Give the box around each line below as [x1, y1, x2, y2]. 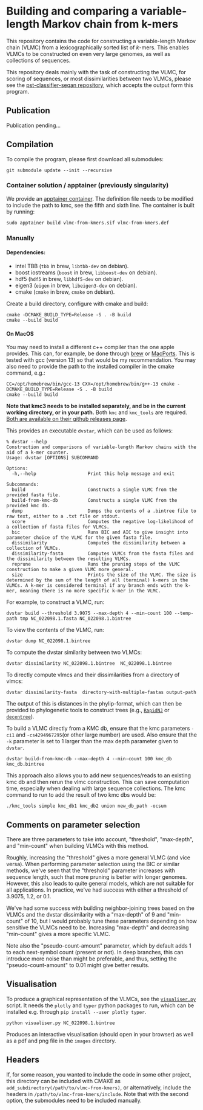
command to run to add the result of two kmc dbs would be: [6, 791, 156, 799]
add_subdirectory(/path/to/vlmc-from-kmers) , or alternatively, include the [6, 1084, 191, 1091]
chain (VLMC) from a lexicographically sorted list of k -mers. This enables [6, 44, 189, 51]
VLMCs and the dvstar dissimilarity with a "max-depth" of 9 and [6, 911, 166, 918]
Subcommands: [6, 482, 39, 488]
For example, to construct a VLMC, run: [6, 598, 105, 606]
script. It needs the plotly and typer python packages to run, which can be [6, 1002, 195, 1009]
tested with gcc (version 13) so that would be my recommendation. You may [6, 356, 196, 364]
